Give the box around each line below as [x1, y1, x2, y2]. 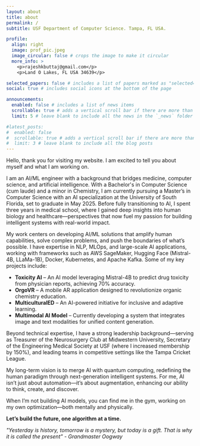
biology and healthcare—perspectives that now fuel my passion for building [6, 213, 192, 220]
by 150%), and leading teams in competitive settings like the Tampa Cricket [6, 349, 190, 356]
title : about [6, 14, 39, 20]
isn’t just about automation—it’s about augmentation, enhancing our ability [6, 379, 189, 386]
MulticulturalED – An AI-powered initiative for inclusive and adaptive [14, 299, 183, 306]
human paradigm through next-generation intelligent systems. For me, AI [6, 373, 185, 380]
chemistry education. [14, 293, 67, 300]
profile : [6, 36, 28, 42]
